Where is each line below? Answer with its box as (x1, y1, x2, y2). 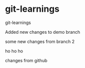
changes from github (5, 57, 48, 63)
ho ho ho (5, 48, 23, 54)
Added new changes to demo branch (5, 29, 80, 35)
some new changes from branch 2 (5, 38, 75, 45)
